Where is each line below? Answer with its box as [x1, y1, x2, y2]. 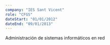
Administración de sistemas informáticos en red [5, 35, 105, 41]
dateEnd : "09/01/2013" [5, 21, 53, 26]
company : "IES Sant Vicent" [5, 7, 65, 12]
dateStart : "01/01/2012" [5, 16, 58, 21]
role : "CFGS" [5, 12, 33, 17]
